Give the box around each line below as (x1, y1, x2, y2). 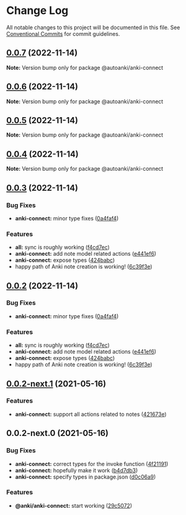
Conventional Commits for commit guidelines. (6, 30, 120, 37)
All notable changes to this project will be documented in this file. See (6, 24, 181, 31)
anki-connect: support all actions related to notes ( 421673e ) (15, 411, 167, 418)
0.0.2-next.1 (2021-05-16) (6, 378, 107, 389)
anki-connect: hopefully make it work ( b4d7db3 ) (15, 466, 138, 474)
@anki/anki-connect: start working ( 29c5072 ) (15, 502, 132, 509)
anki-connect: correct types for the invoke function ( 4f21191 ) (15, 460, 168, 468)
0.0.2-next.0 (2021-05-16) (6, 428, 109, 438)
